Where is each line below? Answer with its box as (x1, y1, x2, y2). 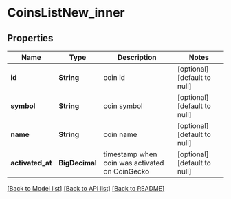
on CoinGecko (103, 167, 150, 176)
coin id (103, 73, 126, 82)
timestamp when (103, 149, 157, 159)
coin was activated (103, 158, 164, 167)
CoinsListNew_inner (7, 5, 125, 21)
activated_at (10, 158, 52, 167)
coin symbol (103, 101, 143, 111)
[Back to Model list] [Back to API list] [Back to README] (7, 185, 165, 192)
